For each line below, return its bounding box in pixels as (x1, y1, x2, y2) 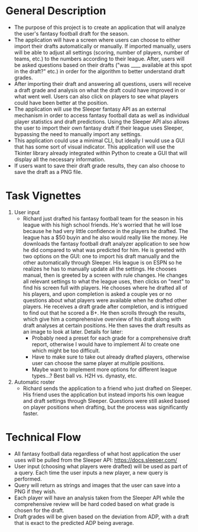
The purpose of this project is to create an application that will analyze (14, 24, 186, 31)
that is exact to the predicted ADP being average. (14, 519, 134, 526)
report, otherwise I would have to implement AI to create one (31, 340, 180, 347)
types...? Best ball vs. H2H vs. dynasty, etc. (31, 372, 137, 379)
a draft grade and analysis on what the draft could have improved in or (14, 86, 186, 93)
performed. (14, 475, 42, 482)
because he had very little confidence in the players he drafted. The (22, 227, 189, 234)
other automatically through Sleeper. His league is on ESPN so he (22, 259, 183, 266)
